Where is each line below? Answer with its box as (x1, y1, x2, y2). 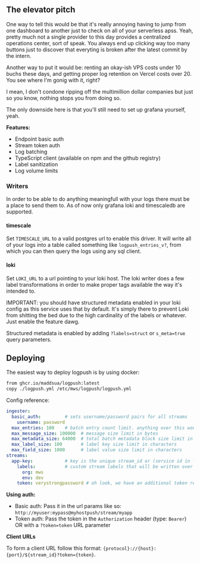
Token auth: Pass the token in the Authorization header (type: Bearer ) (14, 515, 187, 522)
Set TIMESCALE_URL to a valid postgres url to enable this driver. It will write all (6, 235, 192, 242)
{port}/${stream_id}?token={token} (6, 552, 95, 558)
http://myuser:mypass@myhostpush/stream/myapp (14, 510, 133, 516)
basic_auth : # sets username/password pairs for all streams (11, 414, 187, 420)
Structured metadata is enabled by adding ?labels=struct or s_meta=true (6, 329, 186, 336)
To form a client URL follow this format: (6, 545, 102, 552)
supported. (6, 208, 33, 215)
